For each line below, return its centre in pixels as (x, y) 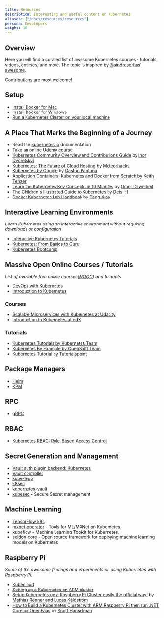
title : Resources (23, 10)
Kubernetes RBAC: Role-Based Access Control (59, 441)
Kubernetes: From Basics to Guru (46, 244)
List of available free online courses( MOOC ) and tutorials (63, 277)
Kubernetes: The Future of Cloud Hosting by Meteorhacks (71, 166)
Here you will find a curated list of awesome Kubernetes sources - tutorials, (82, 59)
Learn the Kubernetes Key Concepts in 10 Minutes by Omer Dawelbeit (83, 186)
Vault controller (27, 473)
